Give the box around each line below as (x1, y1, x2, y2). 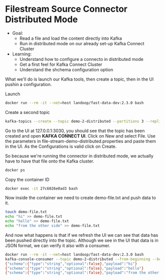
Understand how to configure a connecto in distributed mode (19, 56, 144, 62)
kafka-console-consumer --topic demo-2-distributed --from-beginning (5, 256, 151, 261)
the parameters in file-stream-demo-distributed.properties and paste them (5, 138, 156, 144)
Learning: (12, 51, 32, 57)
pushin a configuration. (5, 81, 52, 87)
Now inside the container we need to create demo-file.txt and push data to (5, 195, 156, 201)
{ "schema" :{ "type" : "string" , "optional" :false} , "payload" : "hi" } (5, 261, 137, 266)
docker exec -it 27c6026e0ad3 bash (5, 186, 78, 191)
